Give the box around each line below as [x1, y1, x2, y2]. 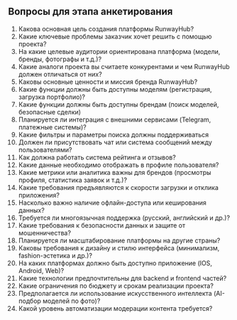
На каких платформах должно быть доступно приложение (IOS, [18, 259, 212, 267]
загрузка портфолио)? [18, 92, 86, 101]
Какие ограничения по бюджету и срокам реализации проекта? [18, 281, 214, 290]
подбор [18, 297, 42, 305]
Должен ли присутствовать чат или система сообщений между [18, 138, 212, 146]
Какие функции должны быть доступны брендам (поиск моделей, [18, 100, 219, 109]
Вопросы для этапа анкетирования [8, 6, 173, 18]
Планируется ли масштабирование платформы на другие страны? [18, 236, 221, 245]
